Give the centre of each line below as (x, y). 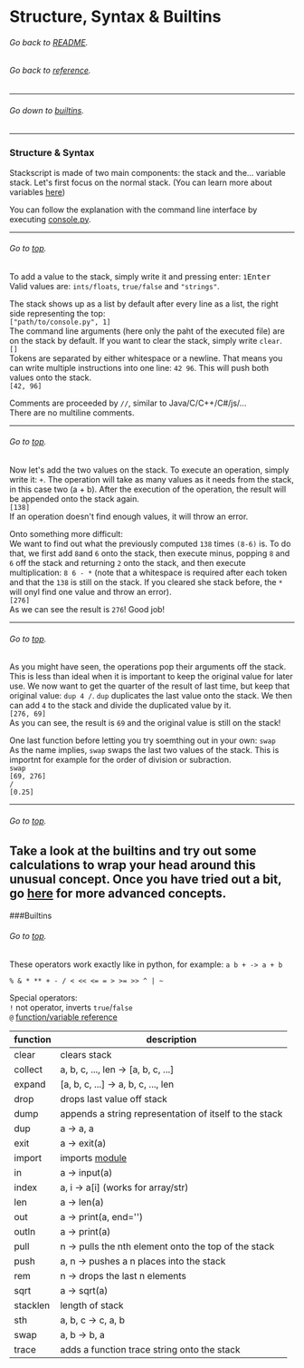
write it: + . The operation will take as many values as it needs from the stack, (152, 479)
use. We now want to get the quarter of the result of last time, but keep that (150, 686)
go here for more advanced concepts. (118, 894)
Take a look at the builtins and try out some (133, 851)
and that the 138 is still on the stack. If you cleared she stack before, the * (146, 581)
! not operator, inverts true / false (71, 1007)
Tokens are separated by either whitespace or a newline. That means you (146, 358)
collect (28, 1070)
